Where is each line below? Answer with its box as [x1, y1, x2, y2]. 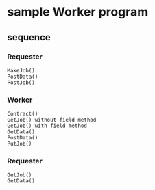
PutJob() [7, 141, 32, 148]
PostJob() [7, 79, 36, 86]
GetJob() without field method [7, 117, 97, 124]
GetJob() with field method [7, 122, 88, 130]
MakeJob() [7, 67, 36, 74]
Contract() [7, 111, 38, 118]
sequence [7, 31, 51, 43]
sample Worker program [7, 4, 149, 20]
